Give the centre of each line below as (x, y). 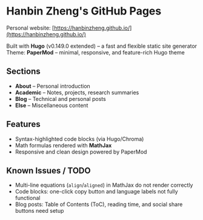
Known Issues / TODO (48, 170)
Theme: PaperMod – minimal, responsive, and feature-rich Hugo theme (95, 52)
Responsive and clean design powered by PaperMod (81, 152)
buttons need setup (39, 211)
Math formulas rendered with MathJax (63, 145)
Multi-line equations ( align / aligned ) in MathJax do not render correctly (104, 185)
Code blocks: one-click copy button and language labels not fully (96, 192)
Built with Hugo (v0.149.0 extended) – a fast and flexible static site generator (102, 46)
